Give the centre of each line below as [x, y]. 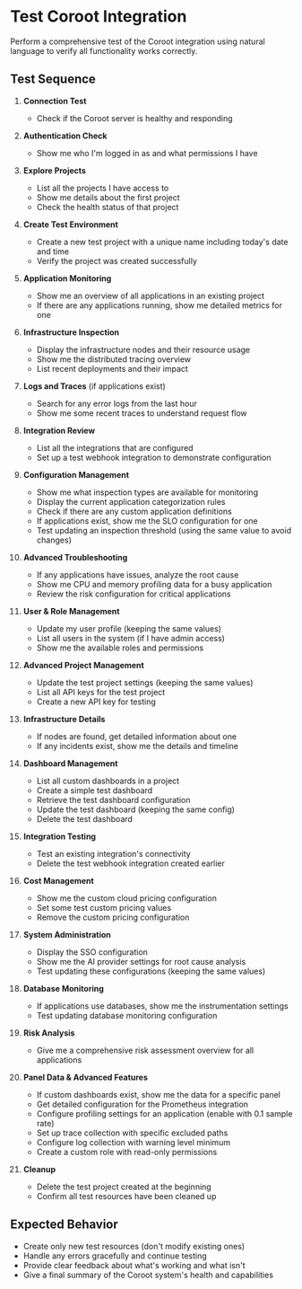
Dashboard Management [70, 763]
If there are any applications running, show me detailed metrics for [160, 305]
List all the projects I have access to [103, 188]
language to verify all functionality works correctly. [104, 50]
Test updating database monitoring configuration [127, 1015]
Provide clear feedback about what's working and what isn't [134, 1265]
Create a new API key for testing [96, 702]
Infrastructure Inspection [71, 332]
